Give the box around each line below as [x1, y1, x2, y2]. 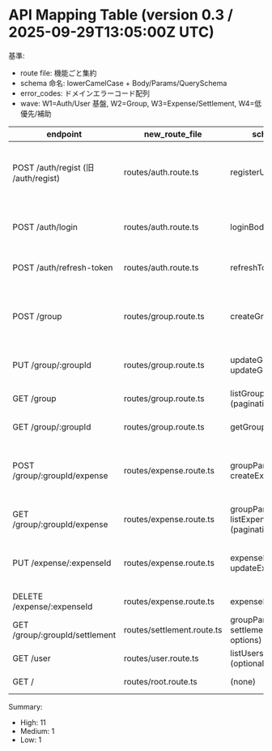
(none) [230, 675, 257, 687]
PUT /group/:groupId [12, 359, 91, 370]
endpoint [46, 128, 83, 140]
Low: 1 [19, 735, 42, 745]
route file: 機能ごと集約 [19, 67, 97, 78]
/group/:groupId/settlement [12, 629, 117, 641]
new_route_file [143, 128, 202, 140]
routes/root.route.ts [124, 675, 198, 687]
